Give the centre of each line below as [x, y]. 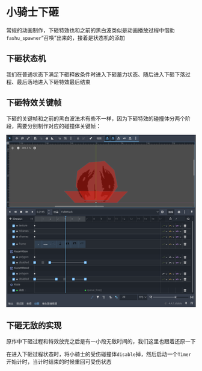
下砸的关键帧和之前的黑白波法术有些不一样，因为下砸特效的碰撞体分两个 [96, 118]
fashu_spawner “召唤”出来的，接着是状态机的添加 [66, 37]
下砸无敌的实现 [34, 325]
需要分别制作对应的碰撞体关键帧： [59, 126]
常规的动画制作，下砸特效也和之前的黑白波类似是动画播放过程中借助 [90, 30]
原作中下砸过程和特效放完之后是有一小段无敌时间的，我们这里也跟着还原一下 [101, 341]
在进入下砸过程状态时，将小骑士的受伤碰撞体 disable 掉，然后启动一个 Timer [99, 354]
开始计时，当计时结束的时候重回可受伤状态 [59, 361]
